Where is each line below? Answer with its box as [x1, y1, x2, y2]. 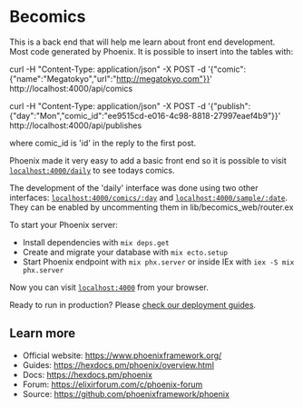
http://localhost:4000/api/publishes [9, 120, 142, 131]
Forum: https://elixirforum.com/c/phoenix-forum [22, 379, 203, 390]
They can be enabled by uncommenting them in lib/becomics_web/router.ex [9, 202, 294, 213]
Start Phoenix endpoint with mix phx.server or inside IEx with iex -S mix [22, 256, 295, 267]
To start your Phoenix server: [9, 219, 118, 230]
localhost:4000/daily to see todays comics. [9, 164, 175, 175]
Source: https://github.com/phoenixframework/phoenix [22, 388, 230, 399]
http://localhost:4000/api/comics [9, 83, 133, 94]
